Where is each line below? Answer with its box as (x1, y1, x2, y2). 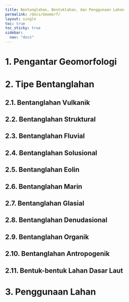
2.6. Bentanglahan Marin (5, 182, 83, 191)
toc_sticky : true (5, 26, 41, 31)
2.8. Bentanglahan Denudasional (5, 216, 107, 224)
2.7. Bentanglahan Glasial (5, 199, 85, 208)
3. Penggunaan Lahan (5, 286, 96, 297)
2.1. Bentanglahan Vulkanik (5, 98, 90, 107)
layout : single (5, 16, 36, 21)
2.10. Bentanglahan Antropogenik (5, 250, 110, 258)
